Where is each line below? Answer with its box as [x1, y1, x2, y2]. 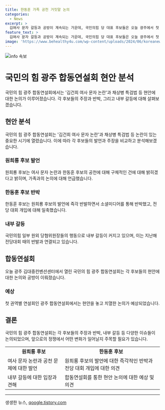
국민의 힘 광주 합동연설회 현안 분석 [5, 72, 134, 83]
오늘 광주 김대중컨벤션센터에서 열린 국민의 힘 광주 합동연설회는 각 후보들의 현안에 [5, 269, 160, 274]
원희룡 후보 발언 [5, 157, 40, 164]
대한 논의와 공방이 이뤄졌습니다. [5, 274, 66, 280]
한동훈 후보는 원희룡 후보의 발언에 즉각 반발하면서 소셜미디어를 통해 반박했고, [5, 201, 152, 207]
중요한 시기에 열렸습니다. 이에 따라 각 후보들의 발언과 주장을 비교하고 [5, 137, 136, 143]
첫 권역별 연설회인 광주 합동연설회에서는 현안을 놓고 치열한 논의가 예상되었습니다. [5, 300, 160, 306]
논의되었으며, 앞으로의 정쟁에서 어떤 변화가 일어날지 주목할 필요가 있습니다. [5, 336, 148, 342]
